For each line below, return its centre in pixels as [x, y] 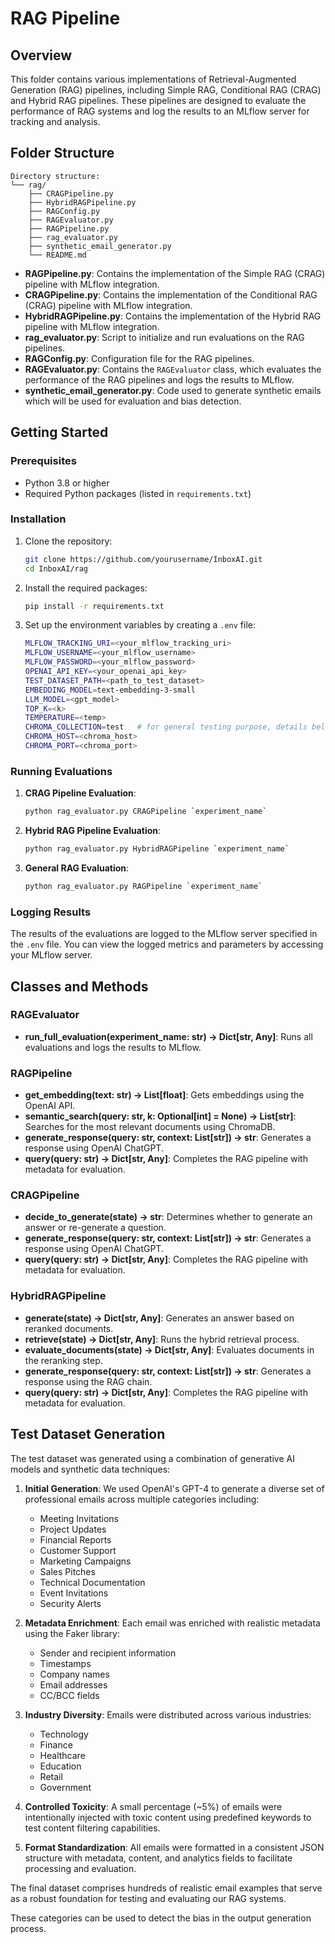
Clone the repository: [68, 541]
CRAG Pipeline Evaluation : [80, 793]
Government [65, 1787]
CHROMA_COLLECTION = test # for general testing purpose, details [166, 727]
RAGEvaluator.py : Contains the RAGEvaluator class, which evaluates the [173, 369]
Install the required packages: [86, 588]
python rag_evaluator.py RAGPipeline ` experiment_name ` [143, 886]
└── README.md [57, 255]
